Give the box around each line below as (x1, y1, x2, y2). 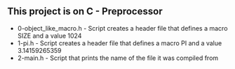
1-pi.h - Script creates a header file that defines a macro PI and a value (17, 38, 222, 47)
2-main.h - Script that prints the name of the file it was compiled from (17, 54, 219, 62)
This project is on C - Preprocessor (7, 6, 163, 17)
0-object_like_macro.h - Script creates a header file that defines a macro (17, 24, 228, 32)
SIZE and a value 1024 (17, 31, 82, 40)
